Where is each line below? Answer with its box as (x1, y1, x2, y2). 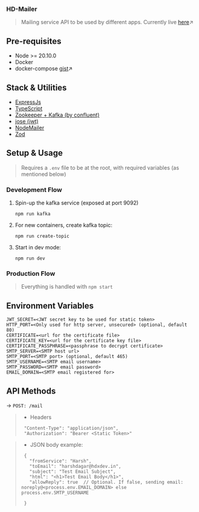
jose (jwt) (14, 117, 39, 125)
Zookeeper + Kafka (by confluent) (14, 111, 100, 118)
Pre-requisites (6, 36, 62, 46)
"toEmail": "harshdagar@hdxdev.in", (29, 463, 122, 469)
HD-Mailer (6, 5, 37, 13)
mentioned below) (21, 170, 66, 178)
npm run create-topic (14, 233, 69, 240)
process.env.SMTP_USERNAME (21, 490, 89, 496)
